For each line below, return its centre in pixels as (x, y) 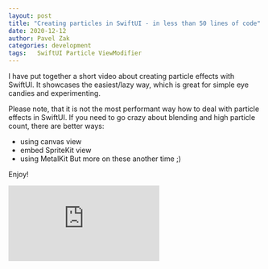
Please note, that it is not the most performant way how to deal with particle (134, 109)
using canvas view (51, 141)
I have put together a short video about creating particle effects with (122, 76)
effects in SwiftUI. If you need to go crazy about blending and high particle (132, 117)
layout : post (30, 16)
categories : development (50, 46)
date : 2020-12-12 (37, 31)
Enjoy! (19, 174)
